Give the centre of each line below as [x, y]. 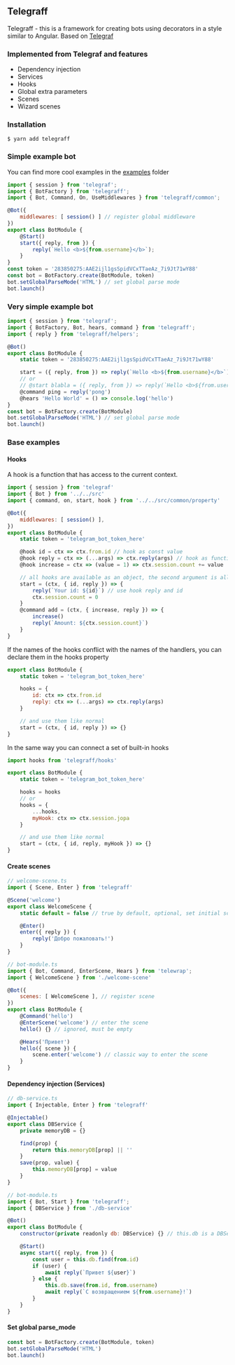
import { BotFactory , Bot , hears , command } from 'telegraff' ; [101, 327]
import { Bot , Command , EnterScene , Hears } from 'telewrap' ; [100, 971]
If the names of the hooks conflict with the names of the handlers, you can [115, 649]
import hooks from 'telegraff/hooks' [62, 760]
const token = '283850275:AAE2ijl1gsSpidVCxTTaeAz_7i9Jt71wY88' [103, 269]
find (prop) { [39, 1143]
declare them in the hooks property [58, 657]
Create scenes [29, 866]
